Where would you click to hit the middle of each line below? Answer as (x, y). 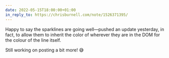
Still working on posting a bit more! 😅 (45, 50)
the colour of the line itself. (33, 40)
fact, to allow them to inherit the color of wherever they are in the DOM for (83, 35)
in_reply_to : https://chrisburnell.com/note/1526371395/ (67, 15)
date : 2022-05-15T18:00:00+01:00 (41, 10)
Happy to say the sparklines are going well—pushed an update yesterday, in (85, 29)
